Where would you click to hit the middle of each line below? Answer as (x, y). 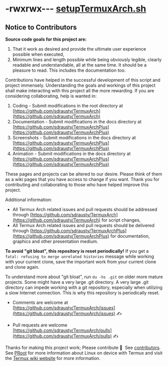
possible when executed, (38, 54)
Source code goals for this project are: (46, 39)
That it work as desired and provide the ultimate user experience (79, 49)
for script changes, (121, 220)
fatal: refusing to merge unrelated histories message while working (80, 256)
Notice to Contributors (41, 27)
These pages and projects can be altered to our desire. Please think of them (84, 174)
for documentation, (130, 236)
